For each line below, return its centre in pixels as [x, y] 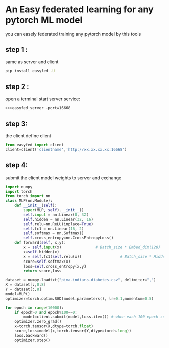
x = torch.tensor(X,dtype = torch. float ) [54, 326]
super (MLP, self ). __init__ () [54, 210]
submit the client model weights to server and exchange [63, 178]
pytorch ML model [44, 20]
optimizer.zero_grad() [38, 322]
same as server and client [32, 62]
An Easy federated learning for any [80, 9]
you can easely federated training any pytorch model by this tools [73, 34]
